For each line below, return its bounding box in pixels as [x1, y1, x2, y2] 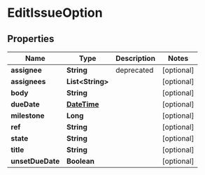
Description [115, 54, 156, 63]
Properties [7, 33, 55, 45]
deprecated [115, 65, 154, 75]
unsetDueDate [10, 156, 60, 166]
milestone [10, 111, 45, 120]
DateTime [66, 99, 99, 109]
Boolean [66, 156, 94, 166]
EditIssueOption [7, 5, 103, 21]
